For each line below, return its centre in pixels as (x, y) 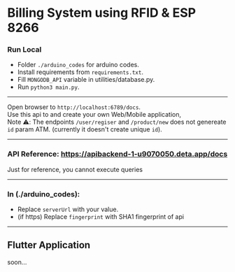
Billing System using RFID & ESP (102, 13)
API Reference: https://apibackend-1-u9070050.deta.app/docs (117, 154)
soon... (17, 262)
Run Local (24, 50)
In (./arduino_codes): (44, 194)
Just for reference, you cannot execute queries (75, 169)
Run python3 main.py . (48, 87)
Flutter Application (49, 245)
